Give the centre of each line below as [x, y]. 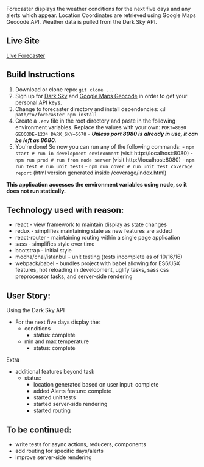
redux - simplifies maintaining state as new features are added [93, 231]
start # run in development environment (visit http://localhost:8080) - [104, 153]
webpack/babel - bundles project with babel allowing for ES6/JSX [98, 263]
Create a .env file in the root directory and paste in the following [95, 121]
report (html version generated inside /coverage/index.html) [91, 173]
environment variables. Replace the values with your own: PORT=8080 [101, 127]
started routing [52, 410]
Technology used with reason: [65, 210]
